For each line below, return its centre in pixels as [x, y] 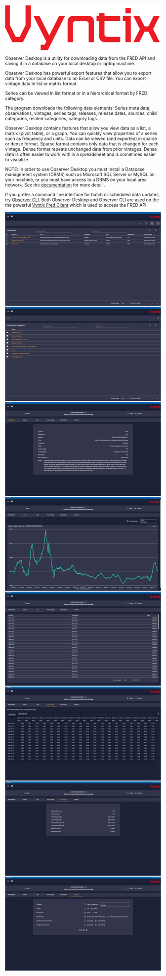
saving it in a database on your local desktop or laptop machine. [70, 64]
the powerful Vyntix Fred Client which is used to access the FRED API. [77, 205]
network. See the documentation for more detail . [55, 185]
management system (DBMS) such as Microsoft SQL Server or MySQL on [80, 175]
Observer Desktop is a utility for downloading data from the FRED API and [80, 58]
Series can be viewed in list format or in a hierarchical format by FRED [76, 93]
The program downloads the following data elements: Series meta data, [78, 108]
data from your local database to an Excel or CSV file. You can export [76, 79]
